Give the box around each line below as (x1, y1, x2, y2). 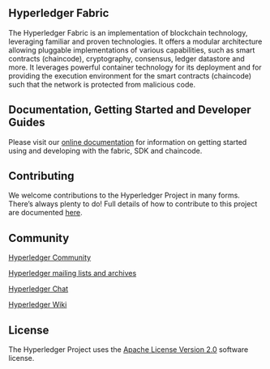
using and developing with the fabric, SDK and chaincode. (8, 146, 203, 155)
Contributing (8, 169, 75, 183)
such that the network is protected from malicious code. (8, 79, 196, 89)
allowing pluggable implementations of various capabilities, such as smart (8, 45, 255, 55)
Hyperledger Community (8, 252, 92, 262)
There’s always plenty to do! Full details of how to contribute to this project (8, 199, 258, 209)
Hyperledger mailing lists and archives (8, 269, 137, 278)
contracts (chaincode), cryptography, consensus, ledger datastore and (8, 53, 245, 63)
